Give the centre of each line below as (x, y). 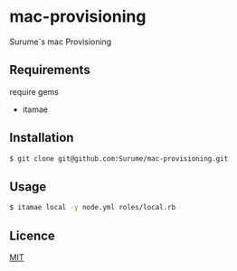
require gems (34, 91)
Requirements (50, 70)
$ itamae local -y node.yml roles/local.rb (93, 208)
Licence (33, 235)
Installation (42, 138)
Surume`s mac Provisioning (61, 42)
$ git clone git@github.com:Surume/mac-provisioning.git (119, 159)
